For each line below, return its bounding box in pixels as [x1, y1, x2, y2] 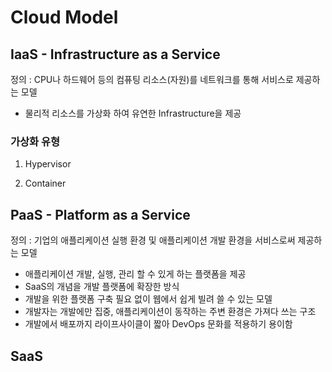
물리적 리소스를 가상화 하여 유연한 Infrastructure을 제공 [24, 107, 242, 119]
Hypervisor [24, 158, 72, 170]
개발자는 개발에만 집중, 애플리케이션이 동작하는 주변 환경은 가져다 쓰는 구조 [24, 306, 317, 318]
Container [24, 177, 67, 190]
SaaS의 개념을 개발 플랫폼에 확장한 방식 [24, 281, 180, 293]
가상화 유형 [10, 134, 61, 148]
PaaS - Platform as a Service [10, 206, 191, 223]
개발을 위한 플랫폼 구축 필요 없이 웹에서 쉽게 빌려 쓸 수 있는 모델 [24, 293, 273, 305]
